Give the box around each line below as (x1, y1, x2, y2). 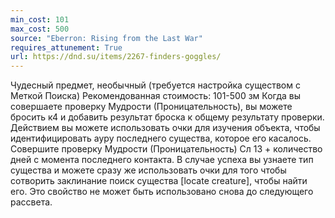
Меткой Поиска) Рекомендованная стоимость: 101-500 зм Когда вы (10, 90, 302, 102)
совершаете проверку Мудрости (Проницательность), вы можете (10, 101, 293, 113)
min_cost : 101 (10, 14, 70, 25)
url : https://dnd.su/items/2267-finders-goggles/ (10, 52, 222, 62)
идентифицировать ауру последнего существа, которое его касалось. (10, 132, 312, 145)
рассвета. (10, 196, 53, 208)
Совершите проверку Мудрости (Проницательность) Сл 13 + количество (10, 143, 323, 155)
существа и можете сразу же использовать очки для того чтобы (10, 164, 287, 176)
